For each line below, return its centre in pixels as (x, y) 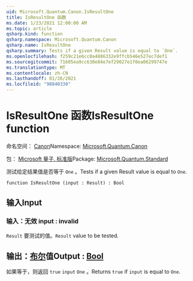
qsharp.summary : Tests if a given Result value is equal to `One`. (92, 51)
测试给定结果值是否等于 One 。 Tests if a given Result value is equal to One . (97, 171)
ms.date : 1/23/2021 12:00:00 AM (46, 23)
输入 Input (24, 203)
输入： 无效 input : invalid (43, 221)
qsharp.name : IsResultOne (38, 46)
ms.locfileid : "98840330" (38, 84)
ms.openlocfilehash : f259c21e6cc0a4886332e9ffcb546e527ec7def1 (87, 56)
